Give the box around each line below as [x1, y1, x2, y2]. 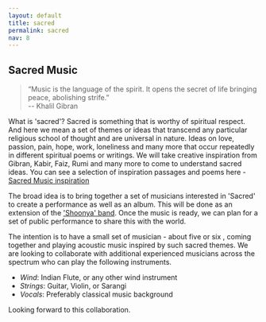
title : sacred [8, 19, 56, 27]
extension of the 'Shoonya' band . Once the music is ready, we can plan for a [8, 208, 258, 218]
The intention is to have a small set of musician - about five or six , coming [8, 232, 252, 242]
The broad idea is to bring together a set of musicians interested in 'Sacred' [8, 192, 256, 201]
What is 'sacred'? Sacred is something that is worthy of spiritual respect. [8, 117, 246, 126]
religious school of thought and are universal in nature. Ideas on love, [8, 134, 234, 143]
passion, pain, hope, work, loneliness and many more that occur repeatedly [8, 142, 255, 152]
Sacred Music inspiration [8, 176, 90, 185]
